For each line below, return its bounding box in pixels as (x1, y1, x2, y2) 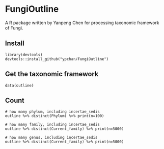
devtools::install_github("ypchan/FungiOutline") (5, 57, 109, 61)
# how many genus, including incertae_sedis (5, 135, 98, 140)
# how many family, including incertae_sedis (5, 122, 100, 127)
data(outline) (5, 83, 34, 88)
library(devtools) (5, 52, 43, 57)
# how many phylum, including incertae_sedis (5, 109, 100, 114)
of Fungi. (5, 25, 23, 30)
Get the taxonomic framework (5, 70, 99, 78)
